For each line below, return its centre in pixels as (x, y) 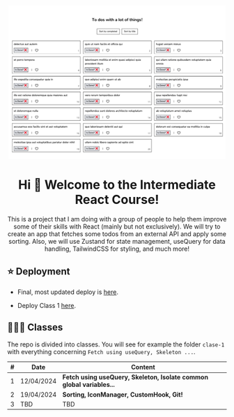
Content (143, 367)
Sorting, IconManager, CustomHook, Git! (123, 394)
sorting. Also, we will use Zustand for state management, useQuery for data (117, 241)
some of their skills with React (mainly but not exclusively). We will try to (117, 226)
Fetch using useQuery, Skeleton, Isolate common (135, 377)
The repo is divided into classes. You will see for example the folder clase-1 (116, 344)
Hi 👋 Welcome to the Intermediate (117, 185)
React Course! (117, 200)
